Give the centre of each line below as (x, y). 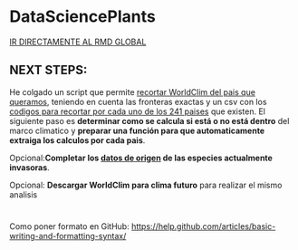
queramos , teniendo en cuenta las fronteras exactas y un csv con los (138, 101)
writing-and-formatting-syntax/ (68, 236)
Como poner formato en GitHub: (69, 226)
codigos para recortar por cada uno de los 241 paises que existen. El (137, 111)
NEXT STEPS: (48, 70)
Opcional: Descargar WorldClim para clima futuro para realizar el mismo (146, 185)
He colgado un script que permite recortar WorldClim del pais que (133, 91)
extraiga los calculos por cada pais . (77, 140)
